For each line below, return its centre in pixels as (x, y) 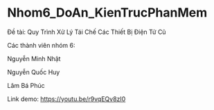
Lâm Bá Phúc (26, 85)
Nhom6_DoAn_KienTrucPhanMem (107, 13)
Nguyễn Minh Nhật (34, 58)
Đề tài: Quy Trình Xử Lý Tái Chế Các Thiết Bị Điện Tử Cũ (87, 32)
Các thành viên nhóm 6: (41, 45)
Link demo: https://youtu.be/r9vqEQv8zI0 (66, 99)
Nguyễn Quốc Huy (34, 72)
